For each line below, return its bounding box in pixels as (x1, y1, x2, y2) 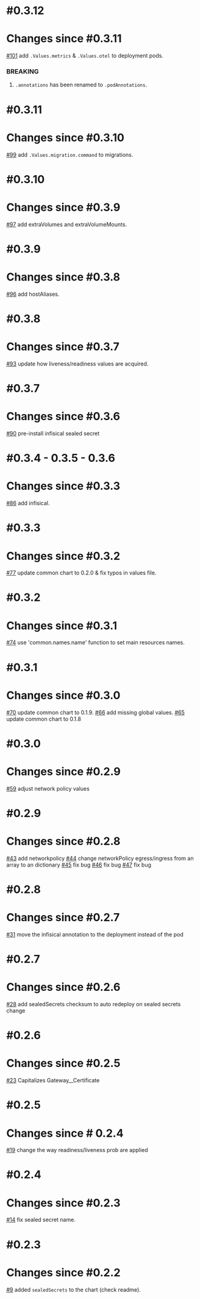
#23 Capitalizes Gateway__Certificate (6, 1077, 100, 1084)
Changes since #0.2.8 (6, 834, 121, 848)
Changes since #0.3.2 (6, 549, 121, 563)
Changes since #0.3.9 (6, 200, 121, 214)
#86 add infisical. (6, 500, 50, 507)
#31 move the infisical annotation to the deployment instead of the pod (6, 930, 184, 938)
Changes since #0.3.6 (6, 410, 121, 423)
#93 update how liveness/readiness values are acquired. (6, 360, 149, 367)
